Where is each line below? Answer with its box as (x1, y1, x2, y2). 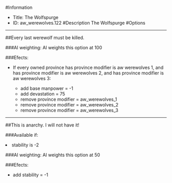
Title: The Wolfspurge (12, 14, 59, 20)
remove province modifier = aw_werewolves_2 (20, 102, 119, 107)
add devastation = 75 (20, 91, 66, 97)
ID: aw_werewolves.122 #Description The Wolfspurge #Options (12, 20, 146, 26)
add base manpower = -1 (20, 85, 73, 91)
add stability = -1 (12, 172, 49, 178)
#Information (5, 5, 33, 10)
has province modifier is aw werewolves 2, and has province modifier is (12, 70, 164, 76)
